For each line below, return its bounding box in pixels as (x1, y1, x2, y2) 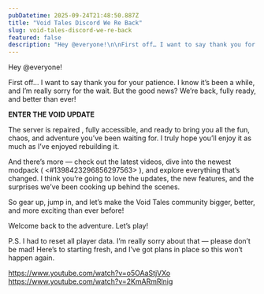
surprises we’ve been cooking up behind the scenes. (8, 182, 180, 192)
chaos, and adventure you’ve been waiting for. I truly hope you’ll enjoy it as (8, 133, 252, 143)
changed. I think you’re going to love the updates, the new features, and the (8, 174, 255, 184)
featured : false (8, 33, 61, 42)
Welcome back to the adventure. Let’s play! (8, 221, 148, 231)
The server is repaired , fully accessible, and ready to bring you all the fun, (8, 125, 251, 135)
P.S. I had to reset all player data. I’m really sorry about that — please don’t (8, 236, 251, 246)
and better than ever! (8, 95, 76, 104)
